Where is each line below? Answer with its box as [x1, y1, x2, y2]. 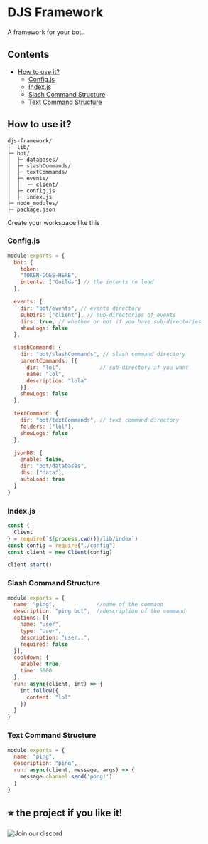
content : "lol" [26, 694, 72, 701]
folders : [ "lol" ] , [20, 423, 75, 430]
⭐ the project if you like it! [7, 807, 123, 819]
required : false [20, 640, 69, 648]
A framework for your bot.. [7, 28, 85, 36]
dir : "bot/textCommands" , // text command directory [20, 417, 180, 424]
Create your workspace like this [7, 218, 101, 226]
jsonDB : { [13, 449, 43, 457]
